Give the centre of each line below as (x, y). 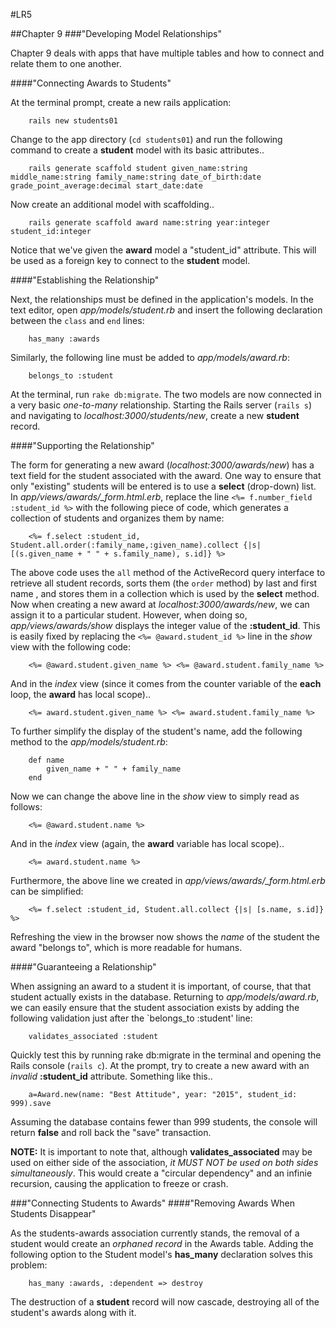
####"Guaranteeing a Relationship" (83, 967)
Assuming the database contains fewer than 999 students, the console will (164, 1122)
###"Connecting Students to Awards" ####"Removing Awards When (152, 1203)
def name (46, 760)
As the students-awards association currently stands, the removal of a (155, 1233)
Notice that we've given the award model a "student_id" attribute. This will (163, 250)
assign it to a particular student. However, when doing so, (129, 615)
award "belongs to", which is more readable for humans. (126, 947)
